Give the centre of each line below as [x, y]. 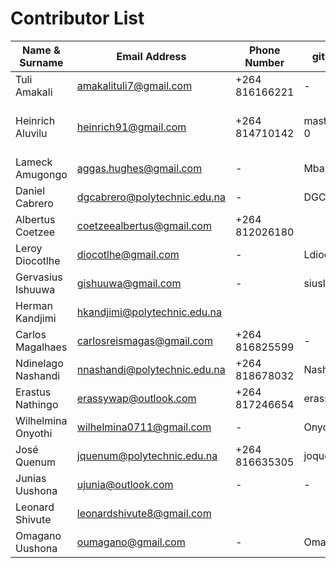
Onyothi [34, 433]
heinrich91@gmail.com [131, 127]
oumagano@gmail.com [131, 542]
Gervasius [39, 277]
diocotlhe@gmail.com [128, 254]
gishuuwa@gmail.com [129, 283]
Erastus [33, 392]
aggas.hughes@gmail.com [139, 168]
